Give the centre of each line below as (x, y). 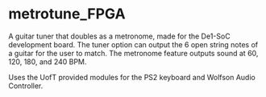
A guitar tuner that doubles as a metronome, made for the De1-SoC (120, 36)
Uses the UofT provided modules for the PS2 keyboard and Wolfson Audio (132, 77)
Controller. (26, 86)
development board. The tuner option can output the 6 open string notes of (133, 44)
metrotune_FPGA (67, 14)
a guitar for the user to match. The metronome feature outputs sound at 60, (133, 53)
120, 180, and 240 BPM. (48, 62)
